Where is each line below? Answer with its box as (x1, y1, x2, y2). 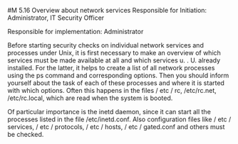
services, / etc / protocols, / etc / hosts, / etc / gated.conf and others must (7, 123, 225, 131)
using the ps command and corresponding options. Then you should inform (7, 71, 229, 79)
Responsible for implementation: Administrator (7, 28, 144, 35)
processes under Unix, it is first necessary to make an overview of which (7, 49, 221, 57)
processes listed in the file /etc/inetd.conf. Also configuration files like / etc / (7, 115, 232, 123)
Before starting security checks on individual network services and (7, 41, 205, 49)
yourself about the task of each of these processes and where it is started (7, 79, 224, 87)
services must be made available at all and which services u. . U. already (7, 56, 221, 65)
